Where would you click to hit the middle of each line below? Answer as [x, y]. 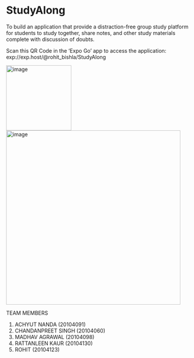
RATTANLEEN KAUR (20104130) [54, 343]
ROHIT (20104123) [37, 349]
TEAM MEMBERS [27, 313]
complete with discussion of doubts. [50, 39]
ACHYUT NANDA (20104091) [50, 324]
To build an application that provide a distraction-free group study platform [97, 27]
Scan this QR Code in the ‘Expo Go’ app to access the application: [86, 50]
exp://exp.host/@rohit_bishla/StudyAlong [56, 57]
